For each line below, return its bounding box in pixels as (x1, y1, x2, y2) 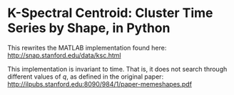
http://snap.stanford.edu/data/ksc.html (7, 51, 121, 60)
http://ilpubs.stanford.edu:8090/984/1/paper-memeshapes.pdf (7, 79, 193, 88)
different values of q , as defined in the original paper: (7, 72, 164, 81)
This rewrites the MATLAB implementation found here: (7, 43, 167, 52)
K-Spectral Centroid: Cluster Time (7, 5, 213, 21)
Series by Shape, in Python (7, 20, 171, 36)
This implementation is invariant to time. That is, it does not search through (7, 65, 228, 73)
